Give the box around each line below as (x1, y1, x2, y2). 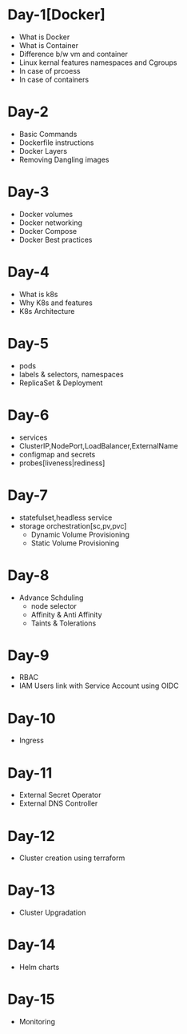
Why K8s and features (18, 298, 93, 308)
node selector (30, 601, 78, 610)
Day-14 (7, 935, 56, 954)
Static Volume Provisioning (30, 538, 120, 548)
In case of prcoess (18, 66, 81, 75)
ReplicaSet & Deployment (18, 378, 103, 388)
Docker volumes (18, 209, 74, 219)
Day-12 (7, 827, 55, 845)
